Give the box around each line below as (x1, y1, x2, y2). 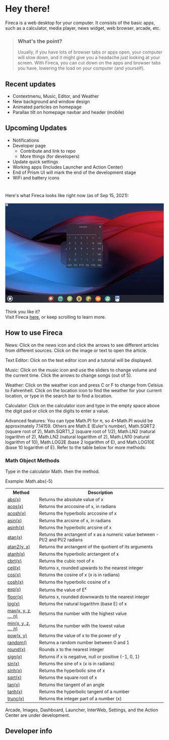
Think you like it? (5, 309, 40, 315)
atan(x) (7, 534, 23, 540)
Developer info (5, 726, 53, 735)
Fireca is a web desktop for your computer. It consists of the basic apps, (5, 20, 155, 26)
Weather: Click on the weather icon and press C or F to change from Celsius (5, 382, 163, 388)
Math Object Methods (5, 457, 60, 464)
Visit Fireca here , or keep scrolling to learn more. (5, 314, 107, 320)
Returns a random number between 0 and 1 (39, 640, 130, 646)
